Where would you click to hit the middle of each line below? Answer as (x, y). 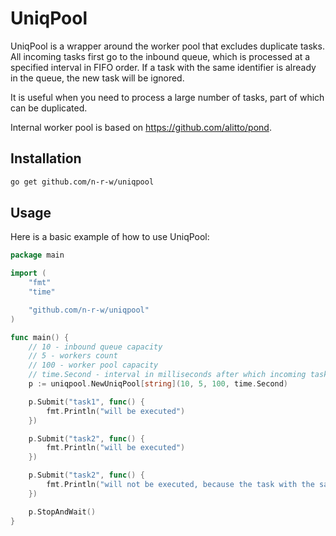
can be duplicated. (49, 108)
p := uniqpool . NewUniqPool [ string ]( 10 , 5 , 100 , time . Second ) (158, 384)
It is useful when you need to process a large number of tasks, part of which (167, 97)
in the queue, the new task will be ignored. (97, 78)
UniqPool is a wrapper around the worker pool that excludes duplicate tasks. (167, 46)
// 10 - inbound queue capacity (95, 347)
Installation (46, 158)
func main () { (40, 337)
